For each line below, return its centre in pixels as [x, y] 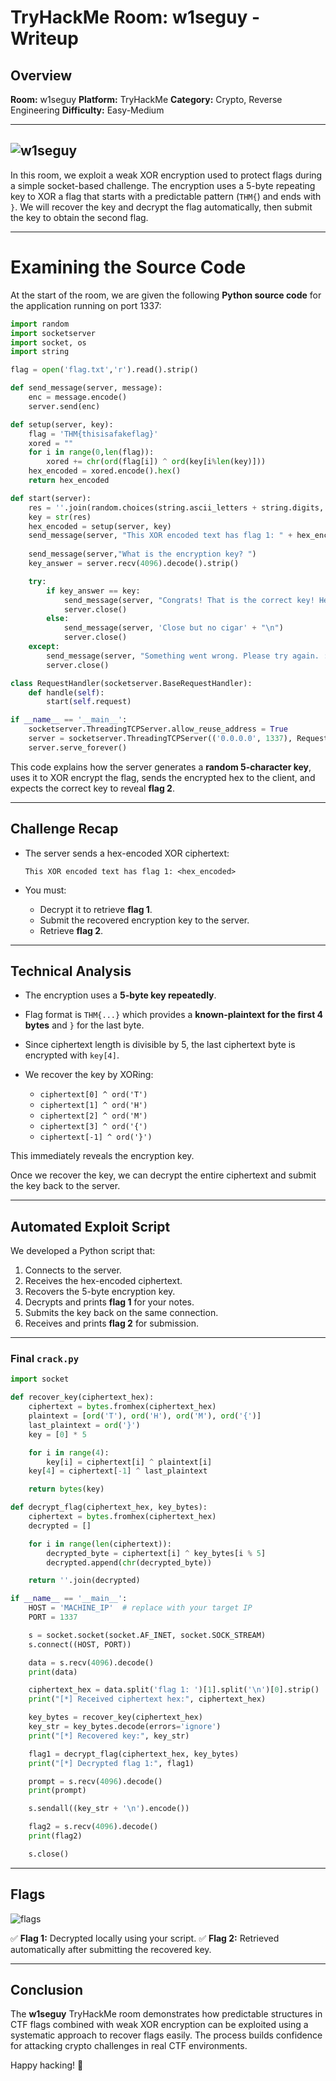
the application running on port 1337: [86, 305]
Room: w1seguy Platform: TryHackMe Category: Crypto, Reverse [146, 99]
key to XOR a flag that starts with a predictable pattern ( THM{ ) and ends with [166, 196]
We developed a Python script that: [83, 1251]
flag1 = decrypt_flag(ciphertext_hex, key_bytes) [134, 1754]
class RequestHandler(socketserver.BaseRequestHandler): [131, 683]
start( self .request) [89, 702]
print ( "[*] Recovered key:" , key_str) [109, 1736]
